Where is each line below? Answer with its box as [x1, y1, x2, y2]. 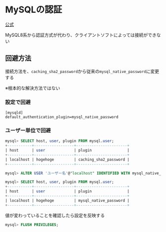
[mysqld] [5, 110, 23, 115]
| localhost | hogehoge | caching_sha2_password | [5, 157, 130, 162]
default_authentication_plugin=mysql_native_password [5, 115, 119, 120]
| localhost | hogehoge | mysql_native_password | [5, 198, 130, 203]
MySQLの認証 [5, 4, 62, 15]
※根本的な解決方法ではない [5, 85, 60, 91]
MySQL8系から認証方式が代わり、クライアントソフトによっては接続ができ [5, 32, 157, 38]
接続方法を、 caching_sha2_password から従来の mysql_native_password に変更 [5, 68, 160, 74]
